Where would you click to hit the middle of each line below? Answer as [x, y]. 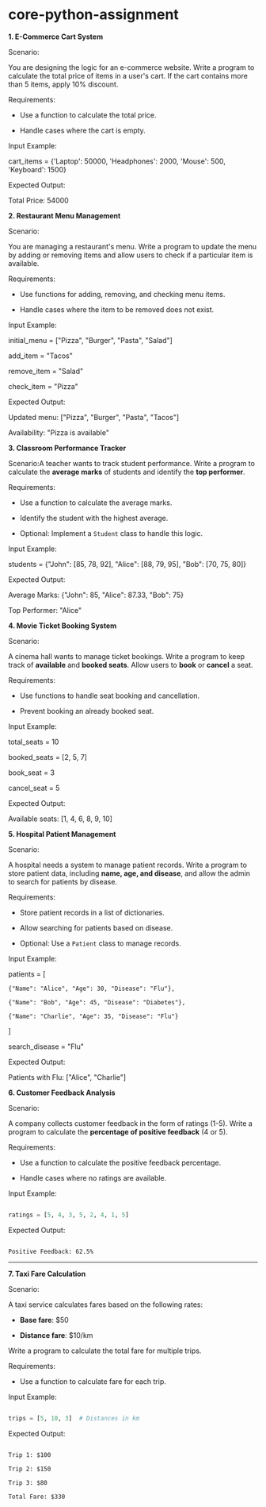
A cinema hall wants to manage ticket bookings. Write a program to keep [127, 656]
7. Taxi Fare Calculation [47, 1274]
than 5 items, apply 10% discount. [63, 84]
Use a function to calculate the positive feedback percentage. [120, 1162]
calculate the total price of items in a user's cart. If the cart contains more [128, 75]
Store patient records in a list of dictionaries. [92, 912]
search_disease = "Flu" [46, 1046]
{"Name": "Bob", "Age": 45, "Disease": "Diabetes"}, [97, 1002]
